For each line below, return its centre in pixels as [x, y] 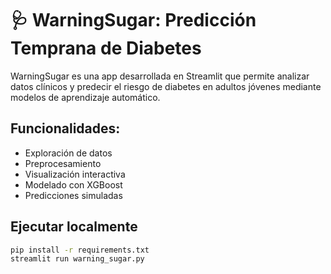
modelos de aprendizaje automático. [85, 97]
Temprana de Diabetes [106, 48]
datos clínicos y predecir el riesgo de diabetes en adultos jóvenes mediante [166, 86]
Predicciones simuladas [73, 195]
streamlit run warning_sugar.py [77, 259]
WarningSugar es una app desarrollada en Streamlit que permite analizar [160, 76]
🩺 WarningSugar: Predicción [133, 20]
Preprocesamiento [63, 163]
